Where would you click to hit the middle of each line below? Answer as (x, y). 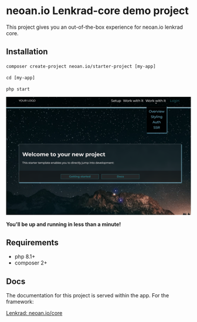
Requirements (32, 243)
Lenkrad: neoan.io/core (34, 313)
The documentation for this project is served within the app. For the (88, 296)
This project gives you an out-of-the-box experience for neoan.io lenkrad (95, 27)
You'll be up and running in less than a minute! (64, 224)
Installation (27, 52)
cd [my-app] (21, 77)
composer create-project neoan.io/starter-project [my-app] (81, 66)
